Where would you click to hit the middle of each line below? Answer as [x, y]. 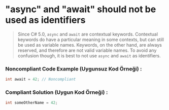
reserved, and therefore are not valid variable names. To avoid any [87, 50]
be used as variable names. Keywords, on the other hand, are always [90, 45]
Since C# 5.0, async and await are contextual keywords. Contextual [88, 34]
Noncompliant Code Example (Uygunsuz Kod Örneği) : [74, 68]
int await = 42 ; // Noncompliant [41, 80]
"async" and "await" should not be [81, 9]
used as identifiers [45, 20]
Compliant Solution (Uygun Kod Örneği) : [57, 92]
